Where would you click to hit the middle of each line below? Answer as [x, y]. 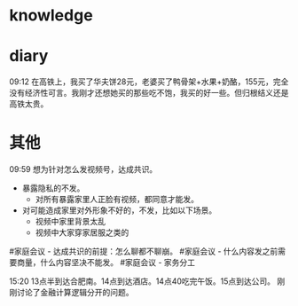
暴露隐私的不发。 [53, 188]
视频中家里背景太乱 [71, 222]
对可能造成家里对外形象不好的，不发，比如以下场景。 [119, 210]
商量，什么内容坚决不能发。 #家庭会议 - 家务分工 [106, 263]
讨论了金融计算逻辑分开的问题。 [75, 293]
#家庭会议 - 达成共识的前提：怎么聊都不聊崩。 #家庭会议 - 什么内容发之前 [144, 251]
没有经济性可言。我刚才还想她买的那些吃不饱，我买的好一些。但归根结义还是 [149, 93]
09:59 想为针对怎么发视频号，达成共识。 [83, 169]
